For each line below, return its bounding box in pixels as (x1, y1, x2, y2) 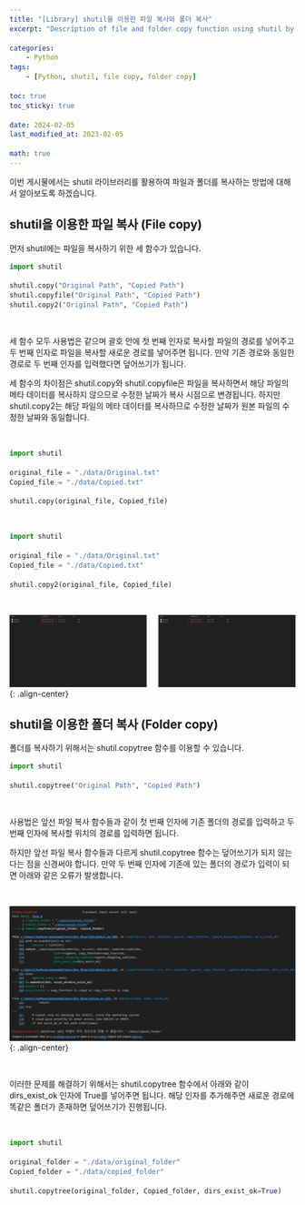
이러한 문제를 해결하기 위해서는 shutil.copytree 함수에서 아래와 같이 (9, 1078, 250, 1089)
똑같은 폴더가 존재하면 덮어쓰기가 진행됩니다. (9, 1101, 168, 1112)
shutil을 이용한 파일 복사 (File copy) (9, 217, 202, 232)
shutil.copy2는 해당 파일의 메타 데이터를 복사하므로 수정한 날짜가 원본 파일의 (9, 400, 280, 411)
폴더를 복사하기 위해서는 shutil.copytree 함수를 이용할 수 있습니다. (9, 743, 245, 754)
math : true (9, 149, 51, 158)
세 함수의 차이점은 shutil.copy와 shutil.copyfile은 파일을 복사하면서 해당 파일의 (9, 378, 289, 389)
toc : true (9, 91, 47, 100)
